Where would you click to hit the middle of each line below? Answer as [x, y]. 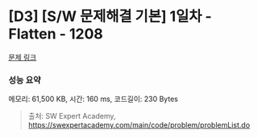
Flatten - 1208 [56, 34]
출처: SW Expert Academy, [72, 116]
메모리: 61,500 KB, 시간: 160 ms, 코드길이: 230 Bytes [94, 99]
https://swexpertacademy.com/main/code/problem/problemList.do [139, 125]
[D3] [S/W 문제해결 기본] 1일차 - [110, 16]
